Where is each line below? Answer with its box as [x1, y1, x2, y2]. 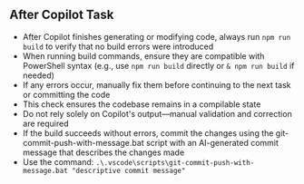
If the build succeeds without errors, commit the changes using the [22, 127, 274, 139]
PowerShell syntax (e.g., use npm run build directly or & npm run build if [22, 60, 295, 71]
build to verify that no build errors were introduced [22, 41, 214, 52]
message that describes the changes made [22, 147, 185, 158]
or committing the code [22, 89, 111, 100]
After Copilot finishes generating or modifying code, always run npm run [22, 31, 291, 42]
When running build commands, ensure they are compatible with [22, 50, 265, 62]
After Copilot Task [9, 7, 114, 23]
